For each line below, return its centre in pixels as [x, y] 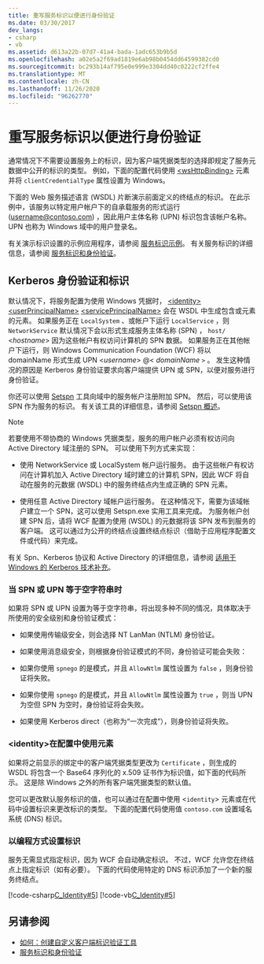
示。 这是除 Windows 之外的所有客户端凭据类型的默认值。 [102, 782]
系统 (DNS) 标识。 [37, 818]
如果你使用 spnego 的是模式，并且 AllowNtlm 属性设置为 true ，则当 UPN [136, 695]
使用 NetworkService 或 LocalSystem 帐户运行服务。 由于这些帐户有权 [133, 465]
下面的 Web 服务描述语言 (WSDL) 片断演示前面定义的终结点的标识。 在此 [126, 197]
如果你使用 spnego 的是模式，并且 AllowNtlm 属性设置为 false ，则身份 [133, 668]
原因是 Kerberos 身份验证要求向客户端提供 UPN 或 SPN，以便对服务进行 [138, 370]
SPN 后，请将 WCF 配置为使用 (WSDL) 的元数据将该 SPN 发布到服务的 [142, 521]
